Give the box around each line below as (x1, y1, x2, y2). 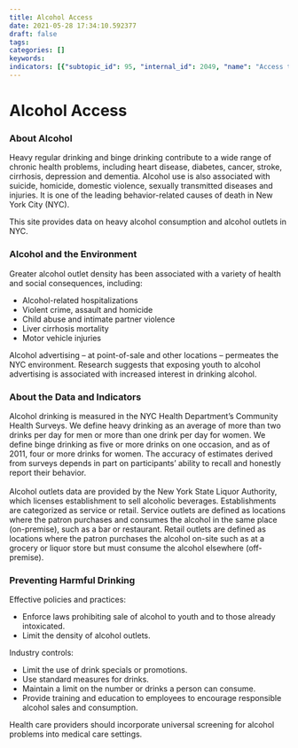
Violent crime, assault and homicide (21, 304, 153, 315)
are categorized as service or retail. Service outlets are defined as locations (9, 504, 286, 515)
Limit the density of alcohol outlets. (21, 630, 151, 641)
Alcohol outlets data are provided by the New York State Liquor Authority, (9, 486, 278, 496)
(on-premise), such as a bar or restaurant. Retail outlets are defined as (9, 524, 266, 534)
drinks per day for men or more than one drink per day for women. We (9, 429, 266, 440)
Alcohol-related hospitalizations (21, 294, 139, 306)
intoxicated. (21, 621, 66, 632)
